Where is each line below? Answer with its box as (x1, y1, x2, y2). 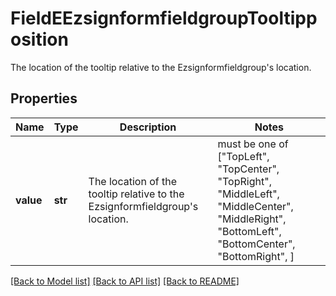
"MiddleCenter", (217, 199, 294, 213)
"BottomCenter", (217, 237, 296, 251)
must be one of (217, 137, 289, 151)
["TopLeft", (217, 149, 270, 163)
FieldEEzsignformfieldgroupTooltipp (10, 7, 318, 30)
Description (119, 120, 177, 134)
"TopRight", (217, 174, 272, 188)
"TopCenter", (217, 162, 280, 176)
